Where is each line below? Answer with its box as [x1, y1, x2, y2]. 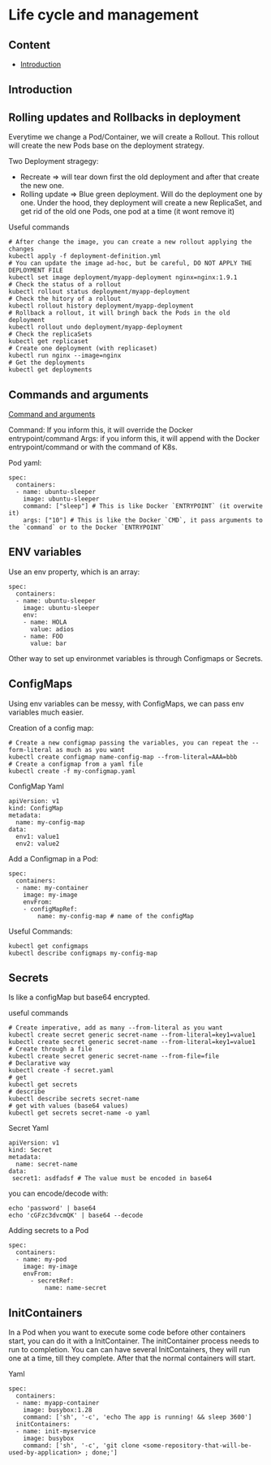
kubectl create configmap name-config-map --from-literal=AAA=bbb [8, 753, 238, 761]
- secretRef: [29, 1277, 75, 1285]
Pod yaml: [8, 458, 42, 468]
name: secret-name [15, 1160, 79, 1169]
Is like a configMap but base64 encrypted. [8, 992, 150, 1003]
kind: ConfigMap [8, 804, 63, 812]
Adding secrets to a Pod [8, 1226, 89, 1235]
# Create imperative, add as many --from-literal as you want [8, 1024, 223, 1032]
